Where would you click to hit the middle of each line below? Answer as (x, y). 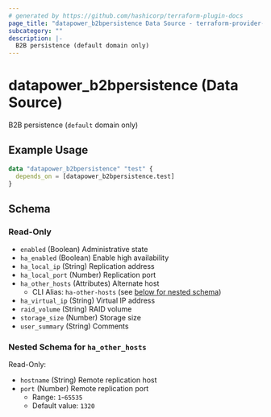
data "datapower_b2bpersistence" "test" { (81, 169)
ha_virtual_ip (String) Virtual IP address (88, 301)
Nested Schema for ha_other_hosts (77, 347)
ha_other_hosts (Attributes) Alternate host (90, 283)
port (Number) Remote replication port (84, 389)
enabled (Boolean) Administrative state (84, 250)
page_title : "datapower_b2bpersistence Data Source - (101, 23)
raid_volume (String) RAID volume (76, 309)
